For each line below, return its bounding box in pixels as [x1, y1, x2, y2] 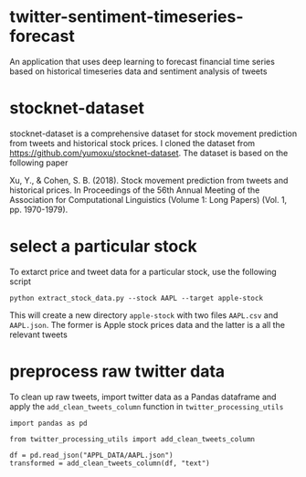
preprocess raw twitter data [9, 361, 226, 381]
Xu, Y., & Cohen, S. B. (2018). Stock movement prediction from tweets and [9, 175, 289, 185]
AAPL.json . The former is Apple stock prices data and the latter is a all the [9, 319, 286, 330]
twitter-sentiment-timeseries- [9, 6, 244, 27]
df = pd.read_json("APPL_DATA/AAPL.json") [9, 450, 174, 460]
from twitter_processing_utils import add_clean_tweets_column [9, 434, 256, 444]
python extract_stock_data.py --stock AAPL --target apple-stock [9, 293, 263, 302]
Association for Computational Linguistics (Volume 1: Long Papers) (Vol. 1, [9, 194, 288, 205]
